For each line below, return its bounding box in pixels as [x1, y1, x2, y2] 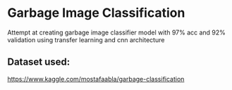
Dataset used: [7, 56, 71, 68]
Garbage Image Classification [7, 5, 185, 21]
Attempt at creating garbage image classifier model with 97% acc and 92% [7, 28, 226, 37]
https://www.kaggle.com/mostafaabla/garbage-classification [7, 75, 185, 83]
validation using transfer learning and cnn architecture [7, 35, 165, 44]
